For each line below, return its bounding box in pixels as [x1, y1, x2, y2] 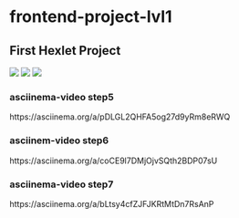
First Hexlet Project [9, 43, 121, 58]
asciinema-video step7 [9, 178, 114, 191]
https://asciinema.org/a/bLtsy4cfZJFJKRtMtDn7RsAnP [9, 198, 214, 209]
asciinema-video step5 [9, 90, 114, 103]
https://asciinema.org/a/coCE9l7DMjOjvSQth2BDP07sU [9, 155, 218, 166]
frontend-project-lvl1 [9, 6, 172, 27]
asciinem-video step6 [9, 134, 109, 147]
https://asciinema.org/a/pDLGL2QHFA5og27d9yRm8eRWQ [9, 111, 231, 122]
